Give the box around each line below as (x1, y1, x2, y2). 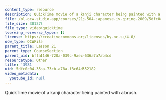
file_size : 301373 (5, 21, 43, 26)
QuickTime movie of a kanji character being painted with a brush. (5, 89, 138, 95)
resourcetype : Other (5, 58, 48, 63)
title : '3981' (5, 62, 35, 67)
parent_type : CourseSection (5, 48, 63, 53)
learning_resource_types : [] (5, 30, 65, 35)
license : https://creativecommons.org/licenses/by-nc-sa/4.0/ (5, 35, 136, 40)
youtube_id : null (9, 76, 45, 81)
